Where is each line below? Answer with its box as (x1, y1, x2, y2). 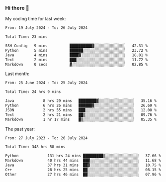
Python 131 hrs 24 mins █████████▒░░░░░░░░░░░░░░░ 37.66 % (5, 154, 162, 159)
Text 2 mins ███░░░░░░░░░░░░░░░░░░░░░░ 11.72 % (5, 57, 148, 62)
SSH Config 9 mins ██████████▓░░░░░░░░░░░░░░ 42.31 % (5, 43, 148, 49)
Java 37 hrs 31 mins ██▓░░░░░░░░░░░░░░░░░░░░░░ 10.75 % (5, 163, 162, 168)
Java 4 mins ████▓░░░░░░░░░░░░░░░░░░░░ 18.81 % (5, 52, 148, 58)
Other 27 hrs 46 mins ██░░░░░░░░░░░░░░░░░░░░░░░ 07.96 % (5, 172, 162, 177)
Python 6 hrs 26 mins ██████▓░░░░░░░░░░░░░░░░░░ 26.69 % (5, 103, 157, 108)
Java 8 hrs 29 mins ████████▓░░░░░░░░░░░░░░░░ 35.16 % (5, 98, 157, 103)
